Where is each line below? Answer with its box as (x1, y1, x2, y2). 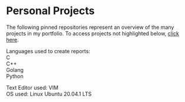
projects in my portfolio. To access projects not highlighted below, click (6, 29, 179, 37)
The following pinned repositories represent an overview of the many (6, 24, 174, 31)
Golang (6, 66, 24, 73)
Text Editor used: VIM (6, 84, 59, 91)
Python (6, 73, 24, 80)
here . (6, 36, 19, 43)
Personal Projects (6, 4, 95, 18)
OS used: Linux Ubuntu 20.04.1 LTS (6, 90, 92, 97)
